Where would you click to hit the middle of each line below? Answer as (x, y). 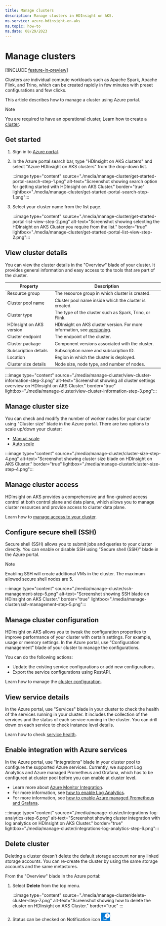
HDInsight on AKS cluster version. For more (99, 324)
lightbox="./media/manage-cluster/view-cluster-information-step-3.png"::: (81, 391)
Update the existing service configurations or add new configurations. (83, 667)
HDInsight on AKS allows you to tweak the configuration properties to (76, 632)
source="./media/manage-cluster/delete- (104, 895)
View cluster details (36, 253)
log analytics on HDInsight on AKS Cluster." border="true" (64, 823)
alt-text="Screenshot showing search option (112, 181)
